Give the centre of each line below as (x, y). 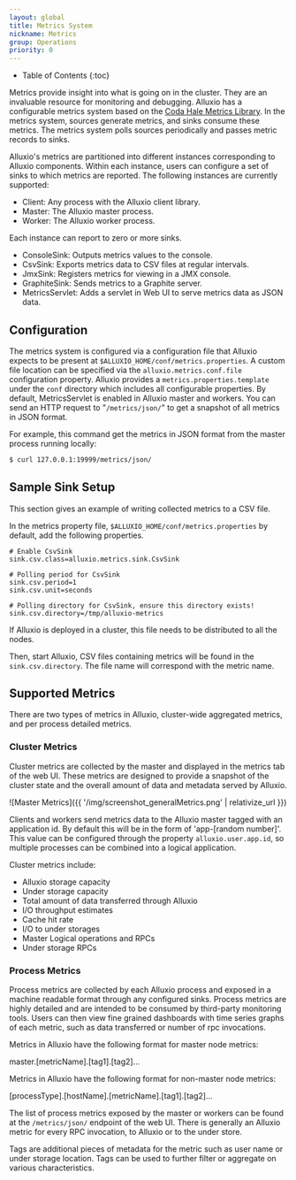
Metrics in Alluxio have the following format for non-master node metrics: (143, 1079)
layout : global (37, 17)
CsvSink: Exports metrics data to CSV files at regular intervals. (136, 264)
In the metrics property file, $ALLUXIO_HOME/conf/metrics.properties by (139, 525)
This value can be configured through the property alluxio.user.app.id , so (147, 838)
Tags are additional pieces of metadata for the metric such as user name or (146, 1149)
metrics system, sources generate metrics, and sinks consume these (135, 121)
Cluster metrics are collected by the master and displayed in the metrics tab (147, 766)
